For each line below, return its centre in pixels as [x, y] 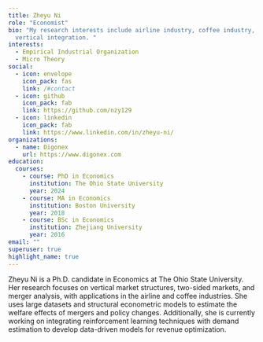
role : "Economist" [38, 23]
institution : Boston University [82, 205]
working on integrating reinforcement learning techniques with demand [124, 321]
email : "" [24, 242]
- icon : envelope [44, 74]
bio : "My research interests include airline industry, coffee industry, [132, 30]
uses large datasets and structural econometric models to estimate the [123, 304]
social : [21, 67]
